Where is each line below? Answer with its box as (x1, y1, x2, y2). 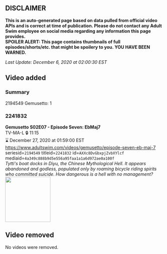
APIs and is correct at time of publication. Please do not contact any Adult (5, 23, 162, 29)
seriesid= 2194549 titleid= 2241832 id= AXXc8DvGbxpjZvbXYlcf (5, 150, 124, 156)
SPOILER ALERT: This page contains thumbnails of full (5, 39, 120, 45)
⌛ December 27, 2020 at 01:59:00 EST (5, 137, 85, 143)
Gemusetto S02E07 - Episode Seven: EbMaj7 (5, 124, 101, 130)
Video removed (5, 231, 54, 239)
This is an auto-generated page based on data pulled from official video (5, 17, 158, 23)
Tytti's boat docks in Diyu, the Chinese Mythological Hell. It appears (5, 160, 146, 166)
